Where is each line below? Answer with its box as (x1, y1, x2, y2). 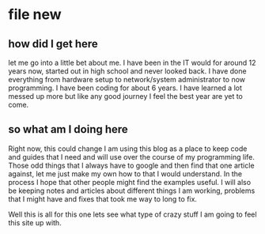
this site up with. (8, 217, 62, 227)
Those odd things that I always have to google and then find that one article (8, 160, 255, 170)
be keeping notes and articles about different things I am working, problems (8, 186, 256, 195)
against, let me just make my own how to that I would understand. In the (8, 168, 243, 179)
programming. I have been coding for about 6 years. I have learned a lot (8, 83, 243, 92)
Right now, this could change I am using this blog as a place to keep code (8, 144, 248, 153)
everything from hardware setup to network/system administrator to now (8, 75, 246, 84)
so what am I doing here (8, 123, 128, 136)
